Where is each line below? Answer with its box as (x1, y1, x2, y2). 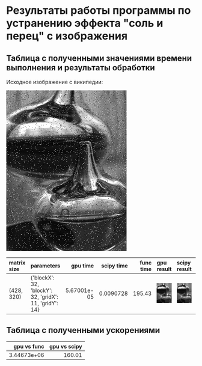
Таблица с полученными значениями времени (6, 53, 192, 63)
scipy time (101, 262, 128, 269)
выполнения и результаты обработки (6, 63, 155, 73)
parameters (30, 262, 61, 269)
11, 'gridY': (30, 299, 58, 307)
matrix (8, 259, 26, 266)
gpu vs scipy (49, 343, 82, 350)
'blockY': (30, 287, 53, 294)
